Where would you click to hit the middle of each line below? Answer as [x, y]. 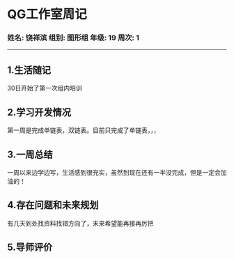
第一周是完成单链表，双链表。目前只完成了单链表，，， [84, 130]
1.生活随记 [29, 70]
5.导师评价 [30, 248]
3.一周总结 [30, 154]
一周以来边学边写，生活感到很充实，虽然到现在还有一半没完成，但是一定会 [114, 172]
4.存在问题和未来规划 [53, 205]
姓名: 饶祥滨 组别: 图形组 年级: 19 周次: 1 [73, 38]
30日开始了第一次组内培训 [45, 88]
